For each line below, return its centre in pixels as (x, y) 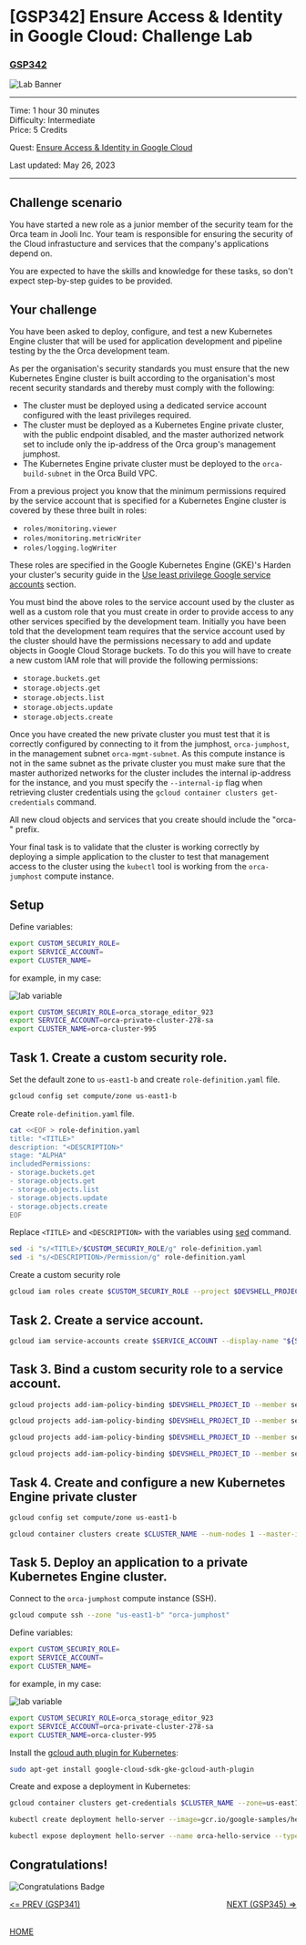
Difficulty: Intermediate (52, 120)
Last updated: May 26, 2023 (62, 165)
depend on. (31, 253)
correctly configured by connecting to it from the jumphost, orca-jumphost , (149, 744)
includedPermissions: (51, 1164)
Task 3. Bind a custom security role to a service (147, 1369)
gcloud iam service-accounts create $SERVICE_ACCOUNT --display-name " (148, 1341)
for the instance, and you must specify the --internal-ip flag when (136, 783)
